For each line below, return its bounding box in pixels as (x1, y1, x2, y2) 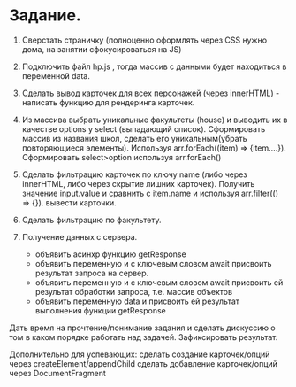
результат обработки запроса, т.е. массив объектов (34, 286, 232, 297)
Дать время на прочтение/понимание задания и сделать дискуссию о (9, 322, 276, 333)
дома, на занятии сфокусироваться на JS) (21, 43, 182, 54)
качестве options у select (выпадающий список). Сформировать (21, 123, 266, 134)
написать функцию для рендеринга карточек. (21, 97, 195, 107)
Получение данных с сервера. (21, 231, 138, 242)
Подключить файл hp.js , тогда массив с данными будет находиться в (21, 61, 287, 72)
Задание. (9, 5, 81, 26)
